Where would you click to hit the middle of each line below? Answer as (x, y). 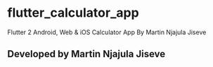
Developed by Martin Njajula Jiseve (86, 54)
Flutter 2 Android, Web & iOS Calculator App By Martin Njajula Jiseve (107, 32)
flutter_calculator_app (73, 13)
